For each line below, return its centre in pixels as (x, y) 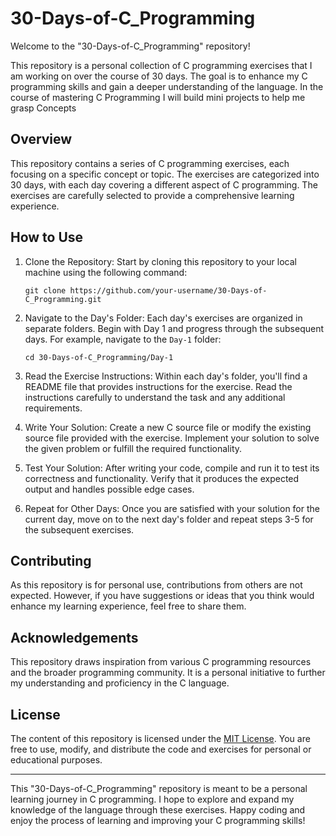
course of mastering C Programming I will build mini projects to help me (158, 97)
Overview (41, 139)
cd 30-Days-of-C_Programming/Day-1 (99, 357)
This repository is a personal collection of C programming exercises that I (161, 65)
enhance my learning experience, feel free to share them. (128, 606)
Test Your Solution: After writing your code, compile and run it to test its (172, 468)
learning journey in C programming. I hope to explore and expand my (152, 799)
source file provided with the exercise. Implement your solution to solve (172, 438)
